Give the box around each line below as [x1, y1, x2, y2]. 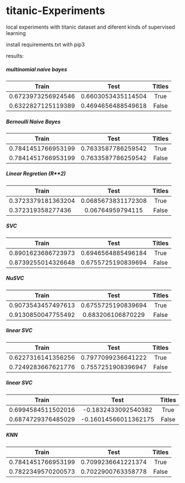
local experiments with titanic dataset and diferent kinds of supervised [6, 23, 175, 30]
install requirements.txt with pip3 [6, 41, 85, 48]
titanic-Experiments [6, 4, 106, 18]
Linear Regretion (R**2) [6, 170, 66, 177]
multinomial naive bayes [6, 65, 68, 73]
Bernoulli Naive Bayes [6, 118, 61, 125]
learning [6, 29, 26, 36]
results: [6, 52, 25, 59]
